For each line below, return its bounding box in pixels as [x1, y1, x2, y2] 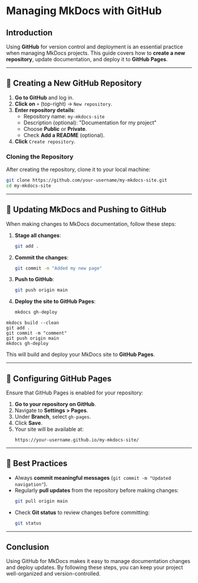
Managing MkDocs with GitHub [6, 4, 162, 18]
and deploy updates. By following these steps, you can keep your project [6, 564, 183, 571]
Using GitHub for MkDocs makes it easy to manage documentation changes [6, 558, 190, 565]
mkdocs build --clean [6, 320, 60, 326]
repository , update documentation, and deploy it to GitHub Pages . [6, 56, 168, 62]
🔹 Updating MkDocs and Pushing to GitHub [6, 205, 167, 215]
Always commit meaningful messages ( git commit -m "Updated [14, 474, 171, 481]
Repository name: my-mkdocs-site [23, 113, 105, 120]
